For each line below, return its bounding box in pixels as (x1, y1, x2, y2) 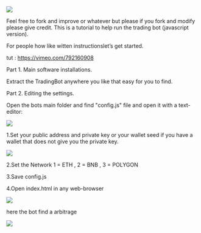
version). (6, 31, 29, 37)
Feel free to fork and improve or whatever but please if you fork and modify (6, 18, 196, 24)
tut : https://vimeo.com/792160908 (6, 54, 94, 61)
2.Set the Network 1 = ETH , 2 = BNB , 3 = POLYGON (6, 161, 139, 168)
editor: (6, 108, 23, 115)
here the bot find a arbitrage (6, 208, 77, 215)
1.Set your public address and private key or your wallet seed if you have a (6, 131, 193, 138)
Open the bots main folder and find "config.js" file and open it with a (6, 102, 178, 109)
